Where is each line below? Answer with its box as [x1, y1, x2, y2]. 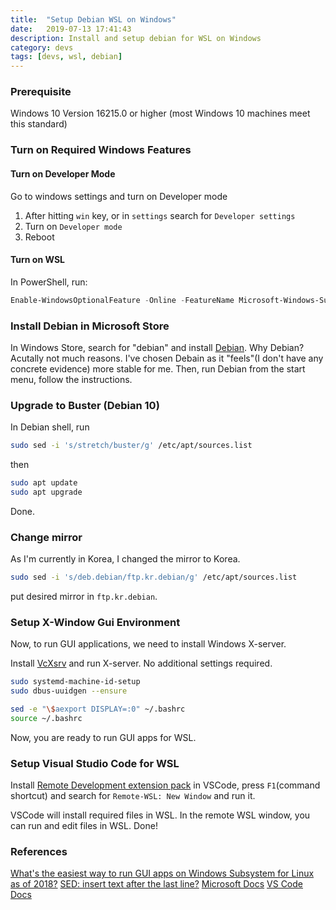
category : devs [10, 42, 74, 53]
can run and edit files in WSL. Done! [10, 820, 158, 832]
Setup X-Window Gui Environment [10, 615, 181, 629]
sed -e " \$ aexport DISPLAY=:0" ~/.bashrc [10, 704, 186, 715]
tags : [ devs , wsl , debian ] [10, 52, 123, 62]
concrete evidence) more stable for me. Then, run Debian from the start [10, 362, 306, 375]
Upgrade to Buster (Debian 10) [10, 398, 160, 412]
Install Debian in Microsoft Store [10, 319, 170, 333]
